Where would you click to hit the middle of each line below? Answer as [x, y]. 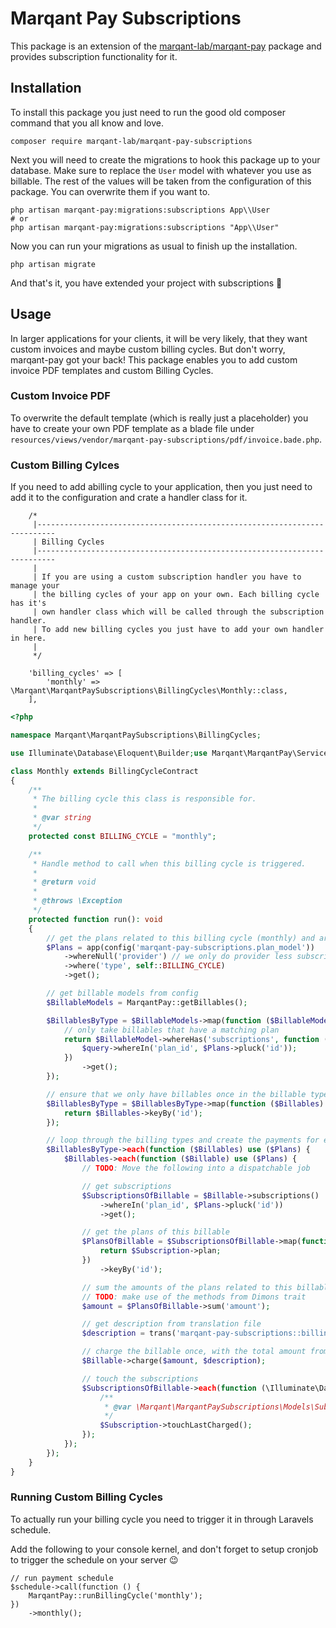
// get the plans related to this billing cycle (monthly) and [180, 938]
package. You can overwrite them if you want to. [110, 191]
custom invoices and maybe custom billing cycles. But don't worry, [148, 349]
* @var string [62, 818]
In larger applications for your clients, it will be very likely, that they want [159, 338]
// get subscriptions [126, 1186]
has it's [28, 603]
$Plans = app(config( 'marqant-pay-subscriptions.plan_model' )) [180, 947]
